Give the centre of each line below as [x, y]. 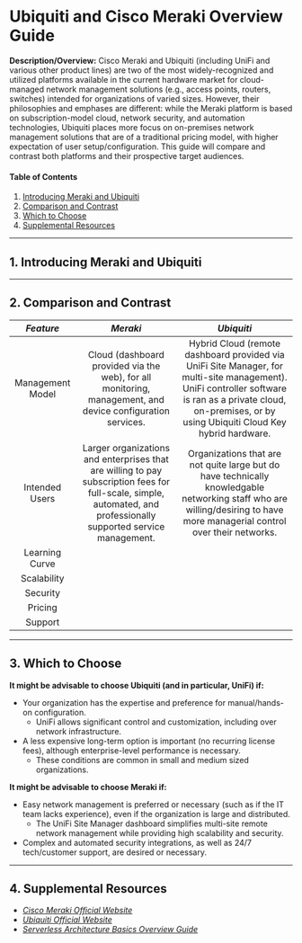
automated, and [126, 503]
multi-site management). [235, 377]
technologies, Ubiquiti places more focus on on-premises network [132, 127]
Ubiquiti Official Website [67, 920]
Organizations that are [234, 453]
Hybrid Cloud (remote [235, 343]
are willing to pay [126, 470]
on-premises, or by [235, 411]
